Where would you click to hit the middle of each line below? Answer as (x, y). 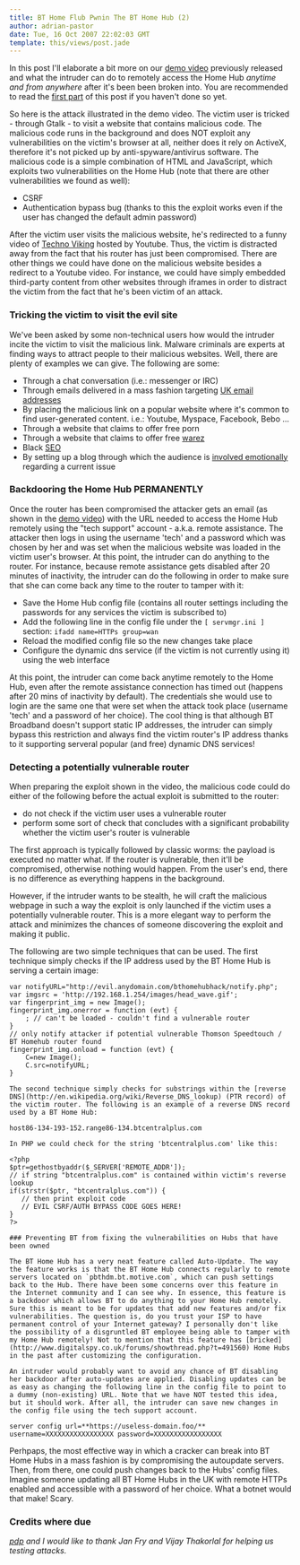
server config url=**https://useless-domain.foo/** (107, 1427)
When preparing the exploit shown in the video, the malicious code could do (150, 787)
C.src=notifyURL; (58, 1065)
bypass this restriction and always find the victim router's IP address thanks (149, 734)
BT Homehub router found (56, 1042)
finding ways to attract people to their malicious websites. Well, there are (144, 353)
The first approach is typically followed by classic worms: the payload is (142, 850)
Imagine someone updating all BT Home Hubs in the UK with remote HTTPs (149, 1480)
